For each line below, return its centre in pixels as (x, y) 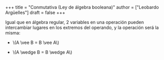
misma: (13, 33)
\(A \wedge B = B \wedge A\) (42, 52)
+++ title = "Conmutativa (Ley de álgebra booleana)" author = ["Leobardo (82, 7)
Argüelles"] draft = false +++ (35, 12)
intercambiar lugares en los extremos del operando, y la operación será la (82, 27)
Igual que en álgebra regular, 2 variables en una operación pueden (75, 22)
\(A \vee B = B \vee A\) (36, 42)
